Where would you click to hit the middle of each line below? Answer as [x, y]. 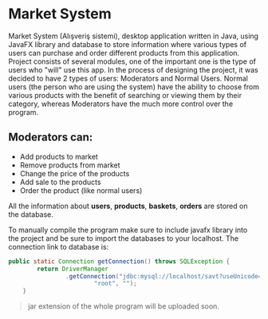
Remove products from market [70, 165]
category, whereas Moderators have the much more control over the [121, 104]
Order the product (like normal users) [81, 190]
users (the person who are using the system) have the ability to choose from [134, 87]
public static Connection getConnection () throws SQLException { [119, 261]
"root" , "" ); [115, 284]
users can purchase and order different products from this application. [124, 53]
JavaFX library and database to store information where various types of [128, 44]
